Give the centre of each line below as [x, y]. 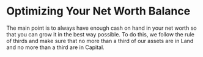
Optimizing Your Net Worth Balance [98, 11]
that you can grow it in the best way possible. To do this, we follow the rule [100, 34]
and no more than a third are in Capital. [56, 47]
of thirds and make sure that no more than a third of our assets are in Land [100, 41]
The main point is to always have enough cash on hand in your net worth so [102, 28]
